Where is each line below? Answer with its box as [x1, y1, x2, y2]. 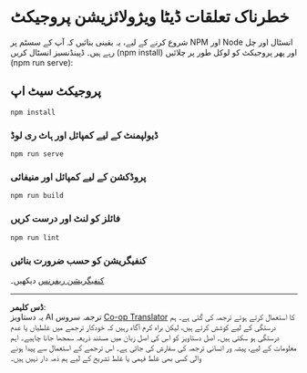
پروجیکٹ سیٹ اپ [10, 84, 102, 99]
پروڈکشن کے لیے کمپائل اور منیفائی [10, 171, 147, 183]
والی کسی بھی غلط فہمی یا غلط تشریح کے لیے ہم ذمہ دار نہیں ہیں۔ [10, 352, 201, 363]
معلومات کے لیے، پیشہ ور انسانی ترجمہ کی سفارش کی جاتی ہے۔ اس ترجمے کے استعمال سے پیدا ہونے [10, 342, 297, 353]
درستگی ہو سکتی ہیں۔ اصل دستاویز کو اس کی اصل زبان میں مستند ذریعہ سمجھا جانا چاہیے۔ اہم [10, 331, 281, 343]
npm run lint [10, 233, 60, 243]
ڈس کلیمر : [10, 301, 46, 312]
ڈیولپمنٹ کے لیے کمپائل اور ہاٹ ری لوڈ [10, 129, 159, 141]
